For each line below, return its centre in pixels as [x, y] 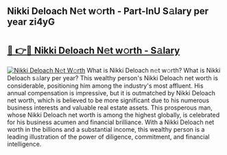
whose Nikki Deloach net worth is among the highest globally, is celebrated [113, 115]
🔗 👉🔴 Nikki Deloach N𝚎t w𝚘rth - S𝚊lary [94, 50]
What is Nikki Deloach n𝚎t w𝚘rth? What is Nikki [154, 70]
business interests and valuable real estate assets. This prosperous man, [110, 108]
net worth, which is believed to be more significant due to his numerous [108, 100]
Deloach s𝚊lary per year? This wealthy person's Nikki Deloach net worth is [112, 78]
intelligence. [24, 144]
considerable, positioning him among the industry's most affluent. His [105, 86]
